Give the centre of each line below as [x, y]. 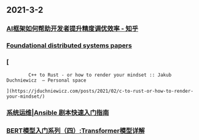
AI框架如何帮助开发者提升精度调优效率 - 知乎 [72, 29]
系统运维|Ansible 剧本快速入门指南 [58, 113]
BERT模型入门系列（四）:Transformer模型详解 [76, 131]
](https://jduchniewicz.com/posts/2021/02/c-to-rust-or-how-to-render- [100, 91]
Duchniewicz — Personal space [46, 80]
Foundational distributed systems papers [69, 45]
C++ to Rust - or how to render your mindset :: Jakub [100, 75]
